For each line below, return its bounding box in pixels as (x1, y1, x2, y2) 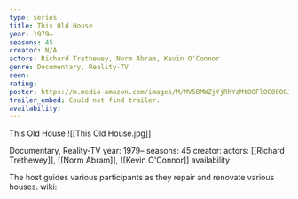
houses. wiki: (9, 181, 58, 192)
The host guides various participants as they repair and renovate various (9, 172, 275, 183)
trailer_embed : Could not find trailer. (9, 95, 161, 105)
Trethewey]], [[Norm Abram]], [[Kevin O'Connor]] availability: (9, 155, 232, 165)
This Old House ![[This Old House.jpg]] (9, 128, 152, 139)
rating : (9, 79, 38, 88)
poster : (9, 87, 38, 96)
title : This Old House (9, 21, 93, 30)
